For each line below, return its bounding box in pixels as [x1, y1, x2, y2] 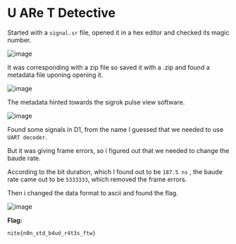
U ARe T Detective [7, 5, 116, 21]
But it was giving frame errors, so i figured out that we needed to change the [7, 146, 230, 154]
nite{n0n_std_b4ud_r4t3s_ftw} [7, 229, 97, 237]
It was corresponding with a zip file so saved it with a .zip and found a [7, 63, 210, 71]
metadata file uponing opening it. [7, 71, 104, 79]
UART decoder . [7, 133, 47, 141]
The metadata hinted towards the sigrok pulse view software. [7, 97, 185, 106]
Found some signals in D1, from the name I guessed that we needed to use [7, 125, 224, 133]
